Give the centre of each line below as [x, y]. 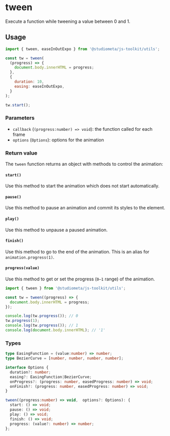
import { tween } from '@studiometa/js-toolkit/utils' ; [65, 288]
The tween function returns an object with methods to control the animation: [84, 164]
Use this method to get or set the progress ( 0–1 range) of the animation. [80, 279]
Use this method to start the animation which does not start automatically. [82, 186]
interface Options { [27, 368]
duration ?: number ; [30, 372]
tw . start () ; [18, 105]
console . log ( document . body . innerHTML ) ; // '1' [55, 330]
